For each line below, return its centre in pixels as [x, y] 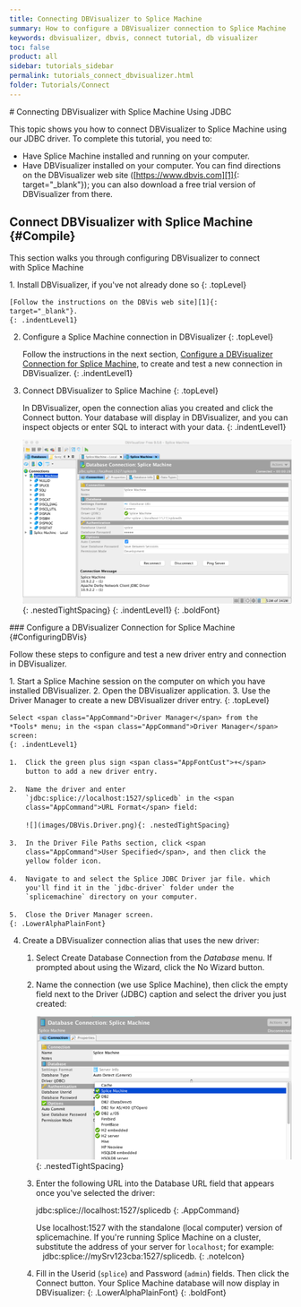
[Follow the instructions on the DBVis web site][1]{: [114, 302]
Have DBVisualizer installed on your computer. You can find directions [151, 165]
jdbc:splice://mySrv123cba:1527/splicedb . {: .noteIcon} [143, 1256]
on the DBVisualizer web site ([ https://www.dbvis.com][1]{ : [131, 175]
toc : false [30, 47]
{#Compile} [43, 236]
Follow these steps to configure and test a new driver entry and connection [148, 654]
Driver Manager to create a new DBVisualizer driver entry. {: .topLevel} [140, 700]
